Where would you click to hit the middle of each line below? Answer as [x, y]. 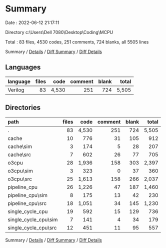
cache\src [19, 154]
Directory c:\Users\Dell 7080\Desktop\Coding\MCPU [59, 32]
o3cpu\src [20, 179]
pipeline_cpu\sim [28, 195]
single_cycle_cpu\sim [33, 219]
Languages [23, 67]
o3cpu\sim [20, 170]
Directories [23, 108]
